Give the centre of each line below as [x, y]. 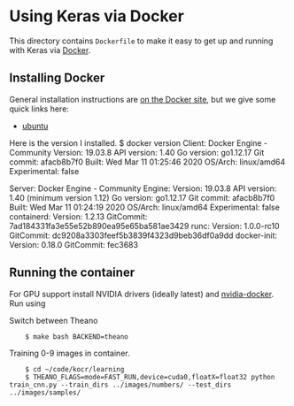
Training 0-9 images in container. [70, 353]
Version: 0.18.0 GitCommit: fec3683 [74, 244]
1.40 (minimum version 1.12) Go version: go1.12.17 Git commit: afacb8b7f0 [142, 197]
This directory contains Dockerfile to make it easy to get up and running [141, 41]
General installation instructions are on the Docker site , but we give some [143, 99]
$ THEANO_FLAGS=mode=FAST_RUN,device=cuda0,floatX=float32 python [150, 377]
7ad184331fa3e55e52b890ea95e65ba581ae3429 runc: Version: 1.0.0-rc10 [144, 226]
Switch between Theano [54, 320]
